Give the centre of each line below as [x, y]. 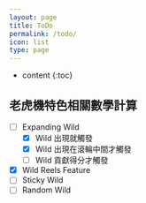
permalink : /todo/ [43, 34]
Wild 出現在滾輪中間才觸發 [83, 149]
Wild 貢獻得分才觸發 [72, 161]
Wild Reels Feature [56, 170]
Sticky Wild [42, 180]
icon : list [29, 42]
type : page [29, 50]
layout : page [33, 17]
